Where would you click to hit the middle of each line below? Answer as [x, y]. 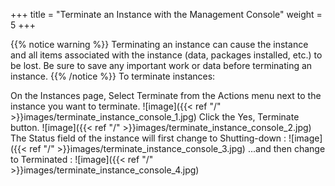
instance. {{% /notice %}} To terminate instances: [113, 76]
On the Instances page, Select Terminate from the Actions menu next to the [166, 95]
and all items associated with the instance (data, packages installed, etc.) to [166, 55]
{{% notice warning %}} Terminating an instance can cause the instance [159, 44]
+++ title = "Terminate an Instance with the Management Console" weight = [166, 14]
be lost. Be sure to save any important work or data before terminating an [161, 65]
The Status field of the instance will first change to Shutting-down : [148, 138]
